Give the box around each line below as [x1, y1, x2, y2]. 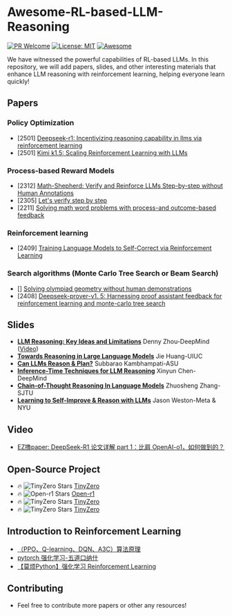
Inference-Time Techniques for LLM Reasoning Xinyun [17, 367, 177, 375]
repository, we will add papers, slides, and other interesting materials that [7, 62, 216, 71]
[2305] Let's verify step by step [17, 196, 108, 204]
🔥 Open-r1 [17, 489, 95, 498]
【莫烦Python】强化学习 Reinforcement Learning [17, 562, 157, 570]
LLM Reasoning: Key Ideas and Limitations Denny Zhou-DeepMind [17, 337, 210, 346]
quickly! [7, 77, 30, 85]
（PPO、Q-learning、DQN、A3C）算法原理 [17, 545, 141, 553]
